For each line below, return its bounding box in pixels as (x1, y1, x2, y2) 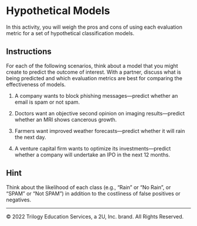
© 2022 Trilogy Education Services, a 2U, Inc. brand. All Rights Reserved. (6, 213, 184, 220)
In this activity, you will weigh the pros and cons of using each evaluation (6, 23, 183, 30)
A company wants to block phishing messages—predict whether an (14, 92, 178, 99)
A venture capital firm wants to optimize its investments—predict (14, 145, 171, 152)
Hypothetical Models (6, 4, 110, 18)
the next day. (14, 133, 46, 141)
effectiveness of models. (6, 81, 66, 88)
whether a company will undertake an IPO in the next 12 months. (14, 151, 171, 158)
